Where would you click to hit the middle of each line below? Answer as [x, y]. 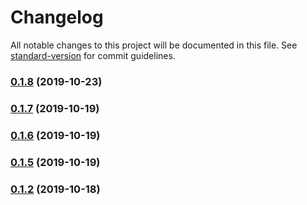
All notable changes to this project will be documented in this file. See [154, 45]
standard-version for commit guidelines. [93, 55]
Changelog [57, 17]
